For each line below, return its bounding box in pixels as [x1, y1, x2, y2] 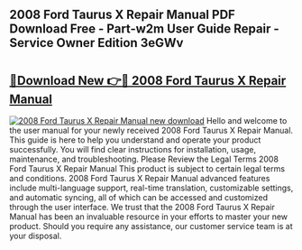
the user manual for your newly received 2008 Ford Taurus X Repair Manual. [9, 125, 294, 135]
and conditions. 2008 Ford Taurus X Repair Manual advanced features [9, 173, 270, 183]
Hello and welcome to [206, 116, 288, 125]
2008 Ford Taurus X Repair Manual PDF [9, 7, 236, 23]
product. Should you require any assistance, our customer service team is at [9, 221, 293, 231]
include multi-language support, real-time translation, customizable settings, [9, 182, 294, 193]
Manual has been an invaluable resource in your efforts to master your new [9, 211, 288, 222]
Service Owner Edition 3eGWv [9, 35, 184, 51]
